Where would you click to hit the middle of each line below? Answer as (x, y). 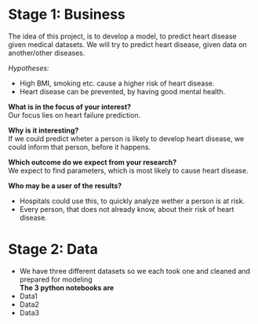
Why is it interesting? (44, 130)
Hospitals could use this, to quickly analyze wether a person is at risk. (132, 201)
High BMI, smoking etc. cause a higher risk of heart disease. (117, 83)
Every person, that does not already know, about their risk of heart (127, 209)
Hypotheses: (29, 67)
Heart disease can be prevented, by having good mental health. (122, 91)
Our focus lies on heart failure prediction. (74, 115)
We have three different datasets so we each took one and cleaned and (135, 271)
